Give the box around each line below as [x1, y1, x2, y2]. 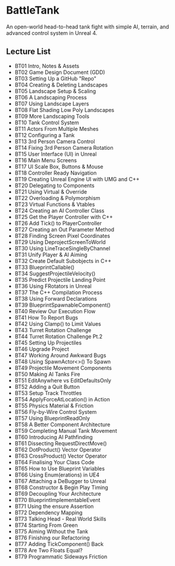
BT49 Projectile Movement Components [14, 364, 112, 371]
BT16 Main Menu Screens [14, 156, 77, 163]
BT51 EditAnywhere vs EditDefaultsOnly [14, 377, 111, 384]
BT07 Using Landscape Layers [14, 100, 89, 107]
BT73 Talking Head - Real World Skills [14, 515, 106, 522]
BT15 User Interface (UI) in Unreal [14, 150, 97, 157]
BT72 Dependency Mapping [14, 509, 83, 516]
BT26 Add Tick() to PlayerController [14, 220, 102, 227]
